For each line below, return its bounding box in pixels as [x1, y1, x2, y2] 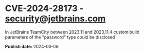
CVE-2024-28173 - [5, 3, 84, 14]
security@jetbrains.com [5, 13, 106, 24]
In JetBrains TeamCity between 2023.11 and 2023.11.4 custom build [5, 29, 140, 35]
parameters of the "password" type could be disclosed [5, 34, 115, 40]
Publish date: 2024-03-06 [5, 43, 59, 49]
